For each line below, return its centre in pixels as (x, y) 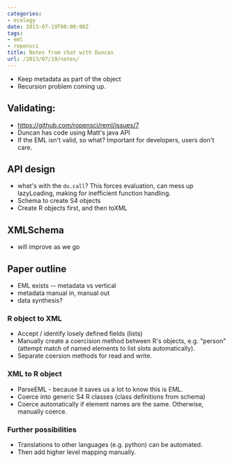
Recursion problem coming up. (61, 86)
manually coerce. (42, 411)
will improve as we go (48, 247)
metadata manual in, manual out (63, 293)
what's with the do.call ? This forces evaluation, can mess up (105, 186)
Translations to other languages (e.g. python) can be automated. (110, 444)
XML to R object (35, 374)
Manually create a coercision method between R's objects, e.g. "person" (122, 341)
